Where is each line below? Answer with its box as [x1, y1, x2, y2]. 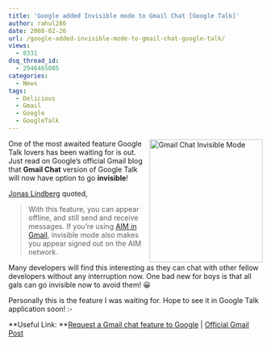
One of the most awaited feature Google [8, 139, 143, 148]
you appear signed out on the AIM [27, 239, 142, 248]
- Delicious [15, 94, 56, 102]
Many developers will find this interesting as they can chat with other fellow [8, 263, 260, 272]
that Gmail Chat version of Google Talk [8, 164, 139, 174]
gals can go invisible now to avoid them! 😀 [8, 280, 151, 289]
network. [27, 247, 58, 256]
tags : [8, 86, 27, 95]
